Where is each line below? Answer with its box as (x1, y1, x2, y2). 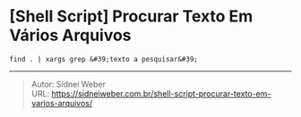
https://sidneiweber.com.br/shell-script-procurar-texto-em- (51, 88, 271, 99)
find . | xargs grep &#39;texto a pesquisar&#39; (9, 54, 199, 63)
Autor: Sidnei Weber (30, 79, 106, 89)
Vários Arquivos (9, 25, 132, 46)
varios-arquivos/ (30, 97, 93, 108)
